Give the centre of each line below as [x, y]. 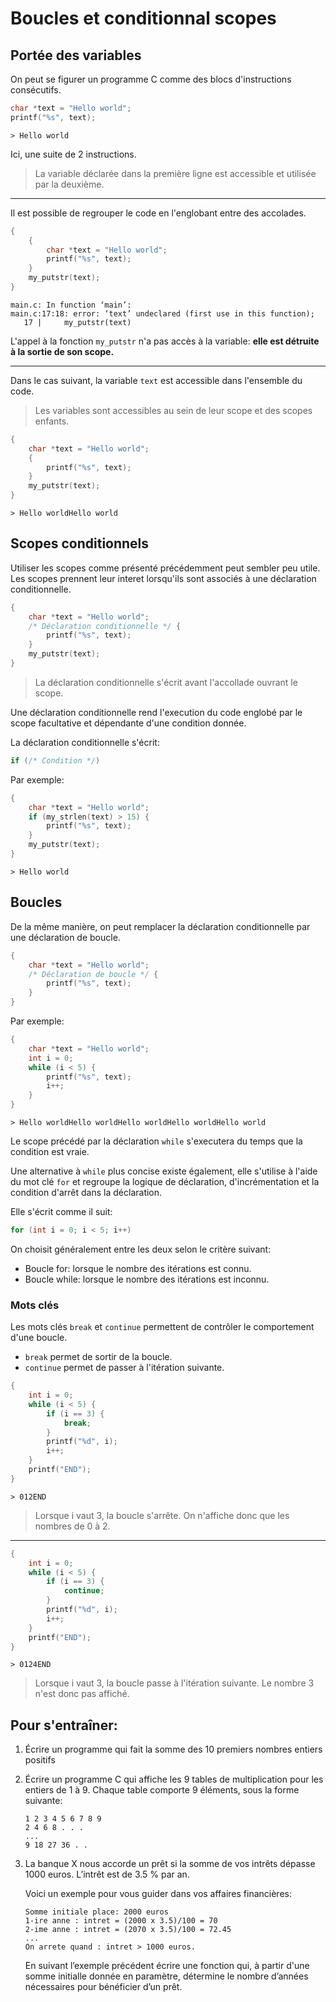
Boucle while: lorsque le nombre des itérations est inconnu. [147, 1279]
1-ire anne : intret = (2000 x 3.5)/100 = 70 [121, 1921]
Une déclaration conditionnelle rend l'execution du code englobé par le [156, 712]
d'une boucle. [39, 1338]
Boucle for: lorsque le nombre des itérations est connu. [138, 1268]
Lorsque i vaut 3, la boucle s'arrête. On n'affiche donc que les [162, 1515]
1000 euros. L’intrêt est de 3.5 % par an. [107, 1874]
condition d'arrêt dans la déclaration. [86, 1192]
